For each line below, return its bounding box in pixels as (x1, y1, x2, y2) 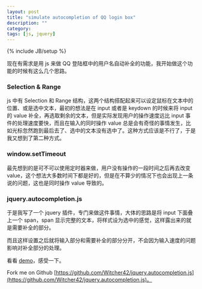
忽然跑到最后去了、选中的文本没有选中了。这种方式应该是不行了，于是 (22, 127, 196, 134)
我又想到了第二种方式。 (7, 134, 65, 142)
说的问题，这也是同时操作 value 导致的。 (7, 179, 107, 186)
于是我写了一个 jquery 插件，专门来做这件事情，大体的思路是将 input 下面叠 (7, 209, 194, 216)
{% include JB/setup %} (7, 47, 67, 55)
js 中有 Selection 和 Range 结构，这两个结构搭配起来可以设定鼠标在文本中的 (7, 97, 194, 104)
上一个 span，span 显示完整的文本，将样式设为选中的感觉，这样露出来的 (7, 216, 186, 224)
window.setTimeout (7, 150, 67, 158)
